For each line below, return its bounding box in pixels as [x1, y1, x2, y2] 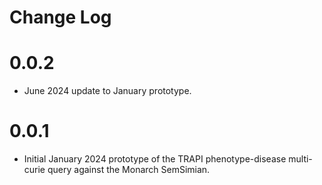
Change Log [9, 6, 112, 29]
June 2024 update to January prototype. [23, 85, 192, 97]
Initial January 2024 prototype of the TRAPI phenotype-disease [23, 153, 287, 165]
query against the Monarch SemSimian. [47, 164, 211, 176]
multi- [288, 153, 313, 165]
